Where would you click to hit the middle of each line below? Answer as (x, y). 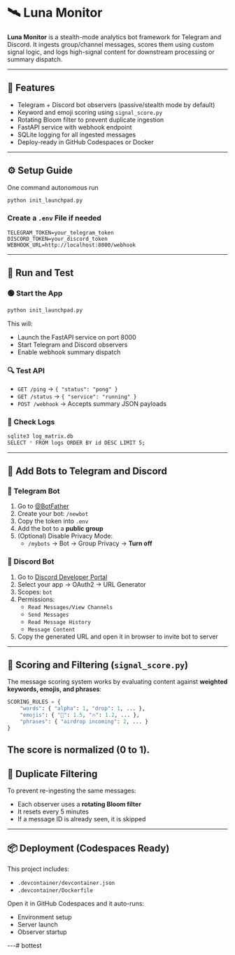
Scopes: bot (35, 592)
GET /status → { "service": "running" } (77, 396)
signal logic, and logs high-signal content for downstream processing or (111, 52)
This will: (20, 324)
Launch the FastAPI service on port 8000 (77, 337)
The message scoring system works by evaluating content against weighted (117, 682)
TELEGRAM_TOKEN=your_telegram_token (60, 232)
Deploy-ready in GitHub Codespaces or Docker (85, 142)
